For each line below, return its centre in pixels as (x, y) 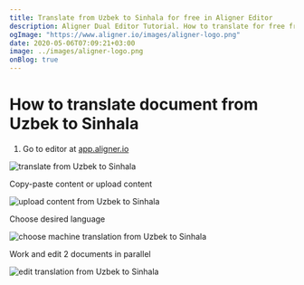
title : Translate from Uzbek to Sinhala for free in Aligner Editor (141, 18)
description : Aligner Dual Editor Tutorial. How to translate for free (147, 26)
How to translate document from (134, 104)
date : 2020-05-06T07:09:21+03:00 (72, 43)
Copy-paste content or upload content (81, 184)
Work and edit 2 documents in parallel (80, 253)
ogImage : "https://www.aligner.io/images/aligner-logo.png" (125, 34)
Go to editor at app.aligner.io (76, 148)
